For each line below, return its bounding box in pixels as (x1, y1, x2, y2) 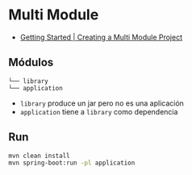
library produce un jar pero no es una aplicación (19, 98, 184, 108)
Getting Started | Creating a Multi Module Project (19, 32, 183, 42)
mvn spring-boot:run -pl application (8, 159, 136, 167)
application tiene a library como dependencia (19, 106, 178, 116)
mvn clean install (8, 152, 70, 160)
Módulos (8, 56, 54, 69)
